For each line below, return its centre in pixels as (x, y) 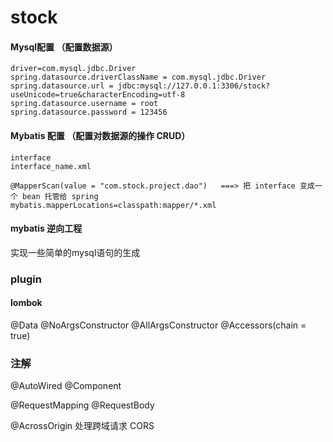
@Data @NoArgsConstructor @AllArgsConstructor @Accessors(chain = (158, 325)
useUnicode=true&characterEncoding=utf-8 (98, 95)
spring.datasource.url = (62, 86)
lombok (26, 303)
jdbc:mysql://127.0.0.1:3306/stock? (194, 86)
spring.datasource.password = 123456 (89, 112)
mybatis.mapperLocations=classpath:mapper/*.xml (113, 205)
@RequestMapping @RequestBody (82, 405)
